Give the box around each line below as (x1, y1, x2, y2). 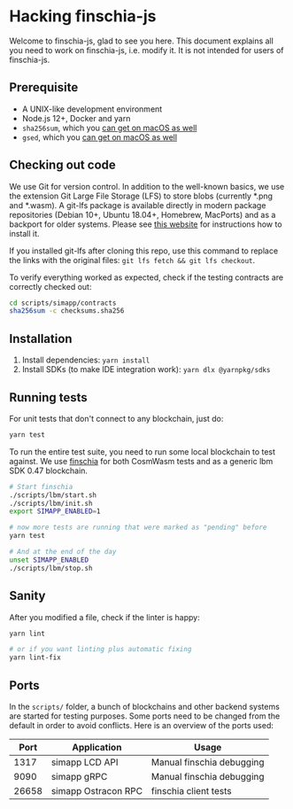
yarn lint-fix (9, 653, 62, 662)
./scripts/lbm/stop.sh (9, 564, 93, 572)
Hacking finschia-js (9, 6, 157, 27)
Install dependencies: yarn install (21, 354, 150, 365)
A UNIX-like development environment (21, 104, 163, 114)
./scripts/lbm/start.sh (9, 490, 97, 500)
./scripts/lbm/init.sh (9, 499, 93, 508)
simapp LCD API (50, 756, 119, 768)
